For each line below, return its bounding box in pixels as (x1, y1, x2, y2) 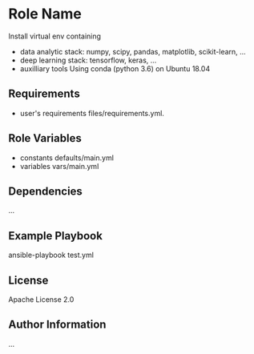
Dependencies (8, 184, 83, 198)
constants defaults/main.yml (19, 153, 115, 163)
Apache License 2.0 (8, 295, 75, 304)
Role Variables (8, 131, 82, 145)
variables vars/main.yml (19, 161, 99, 171)
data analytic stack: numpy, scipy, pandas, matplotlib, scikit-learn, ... (19, 46, 246, 56)
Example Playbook (8, 229, 103, 243)
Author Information (8, 318, 107, 332)
